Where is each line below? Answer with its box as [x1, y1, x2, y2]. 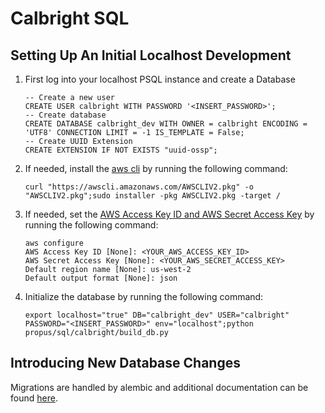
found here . [10, 392, 58, 404]
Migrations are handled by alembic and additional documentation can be [10, 381, 309, 393]
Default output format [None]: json [24, 273, 178, 283]
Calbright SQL [10, 7, 130, 30]
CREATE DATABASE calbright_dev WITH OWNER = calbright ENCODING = [24, 119, 308, 129]
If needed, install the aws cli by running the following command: [24, 163, 288, 174]
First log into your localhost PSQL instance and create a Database [24, 73, 296, 85]
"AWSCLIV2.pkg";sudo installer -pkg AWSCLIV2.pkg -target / [24, 191, 281, 201]
